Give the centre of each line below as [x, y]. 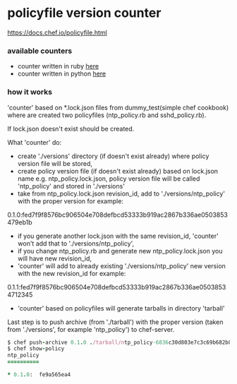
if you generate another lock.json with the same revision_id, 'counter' [118, 236]
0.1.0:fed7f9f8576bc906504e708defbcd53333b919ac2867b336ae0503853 [117, 215]
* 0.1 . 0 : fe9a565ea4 [39, 375]
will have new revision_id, [55, 258]
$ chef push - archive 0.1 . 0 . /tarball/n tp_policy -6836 [88, 342]
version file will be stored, [55, 163]
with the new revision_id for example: [72, 273]
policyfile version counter [84, 13]
